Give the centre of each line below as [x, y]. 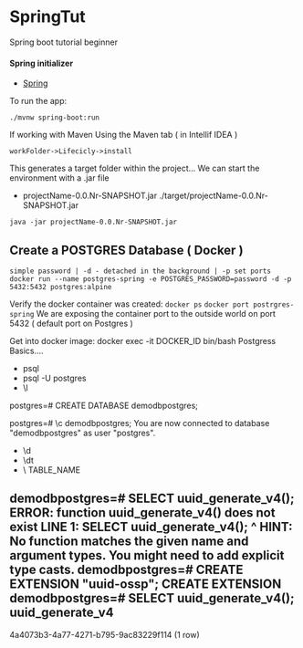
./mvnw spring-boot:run [55, 118]
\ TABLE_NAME [51, 470]
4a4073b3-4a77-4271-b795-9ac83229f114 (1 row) [105, 634]
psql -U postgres [54, 378]
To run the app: [38, 101]
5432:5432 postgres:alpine [61, 287]
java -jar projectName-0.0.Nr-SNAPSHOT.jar [94, 222]
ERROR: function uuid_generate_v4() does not [142, 513]
